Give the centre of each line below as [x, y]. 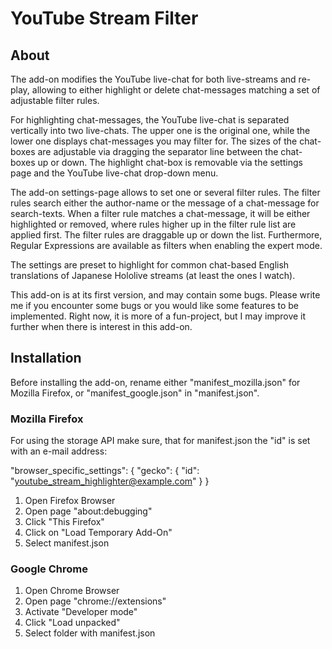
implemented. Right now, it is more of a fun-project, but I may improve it [158, 316]
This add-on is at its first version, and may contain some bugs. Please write [165, 295]
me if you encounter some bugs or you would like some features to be [154, 305]
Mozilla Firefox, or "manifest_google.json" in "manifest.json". [135, 393]
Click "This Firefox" [64, 522]
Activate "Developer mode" [81, 612]
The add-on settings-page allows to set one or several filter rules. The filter [165, 192]
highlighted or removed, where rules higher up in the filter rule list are [153, 224]
